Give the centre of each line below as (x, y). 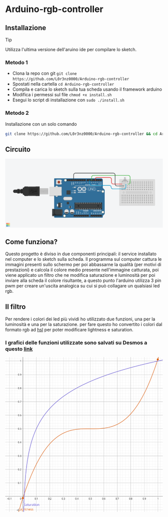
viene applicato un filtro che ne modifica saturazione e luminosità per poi (80, 275)
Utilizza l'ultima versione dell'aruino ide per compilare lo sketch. (71, 49)
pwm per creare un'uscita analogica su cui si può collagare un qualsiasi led (82, 286)
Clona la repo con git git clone (44, 73)
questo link (19, 349)
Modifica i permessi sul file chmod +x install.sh (62, 95)
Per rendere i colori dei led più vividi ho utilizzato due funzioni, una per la (80, 319)
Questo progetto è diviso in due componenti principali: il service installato (81, 254)
